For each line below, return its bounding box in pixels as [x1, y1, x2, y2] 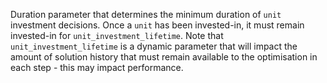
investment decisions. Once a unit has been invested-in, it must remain [10, 19, 305, 31]
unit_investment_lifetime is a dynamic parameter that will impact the [10, 40, 298, 52]
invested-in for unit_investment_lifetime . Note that [10, 30, 224, 41]
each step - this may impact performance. [10, 62, 184, 73]
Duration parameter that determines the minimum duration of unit [10, 9, 282, 20]
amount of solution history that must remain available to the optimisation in [10, 51, 318, 63]
